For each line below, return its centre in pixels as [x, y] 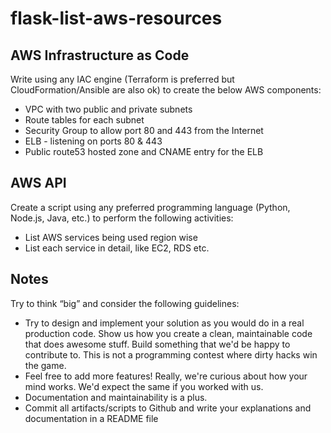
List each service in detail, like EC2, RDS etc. [117, 248]
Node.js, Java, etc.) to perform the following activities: [122, 218]
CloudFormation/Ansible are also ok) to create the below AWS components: [166, 90]
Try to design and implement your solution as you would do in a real [164, 323]
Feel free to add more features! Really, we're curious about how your [166, 376]
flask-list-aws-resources [116, 18]
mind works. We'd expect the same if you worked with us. [144, 386]
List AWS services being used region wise [111, 237]
